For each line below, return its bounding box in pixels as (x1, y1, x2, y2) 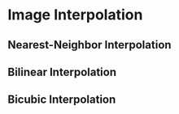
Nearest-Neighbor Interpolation (7, 38, 172, 52)
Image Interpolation (7, 6, 143, 24)
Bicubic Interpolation (7, 93, 116, 107)
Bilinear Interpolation (7, 65, 117, 78)
